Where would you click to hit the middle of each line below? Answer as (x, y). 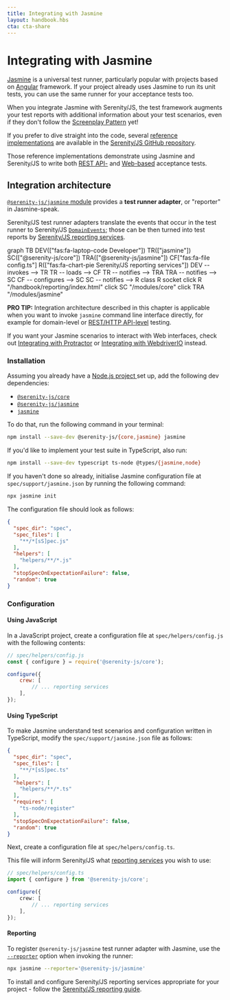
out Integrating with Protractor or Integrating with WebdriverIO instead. (107, 343)
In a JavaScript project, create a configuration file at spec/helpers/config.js (115, 635)
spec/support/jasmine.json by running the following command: (96, 484)
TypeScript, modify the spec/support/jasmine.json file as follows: (100, 738)
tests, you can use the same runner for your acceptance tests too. (101, 94)
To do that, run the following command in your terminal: (85, 425)
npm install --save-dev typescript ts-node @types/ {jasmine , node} (104, 463)
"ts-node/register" (47, 808)
